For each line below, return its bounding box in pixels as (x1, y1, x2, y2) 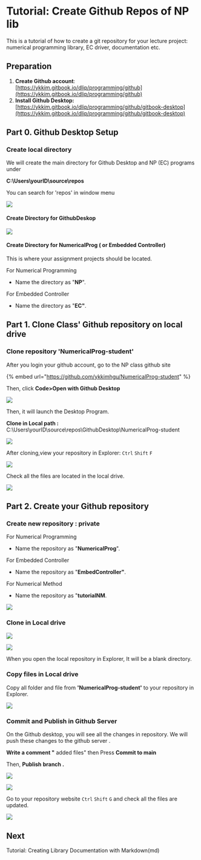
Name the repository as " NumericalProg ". (15, 545, 120, 552)
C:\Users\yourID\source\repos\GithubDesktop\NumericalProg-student (6, 426, 180, 433)
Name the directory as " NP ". (15, 278, 86, 286)
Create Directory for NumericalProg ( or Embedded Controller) (6, 242, 166, 249)
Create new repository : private (6, 519, 100, 527)
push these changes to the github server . (6, 737, 111, 745)
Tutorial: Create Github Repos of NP (6, 4, 189, 18)
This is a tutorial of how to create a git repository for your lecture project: (6, 37, 188, 44)
